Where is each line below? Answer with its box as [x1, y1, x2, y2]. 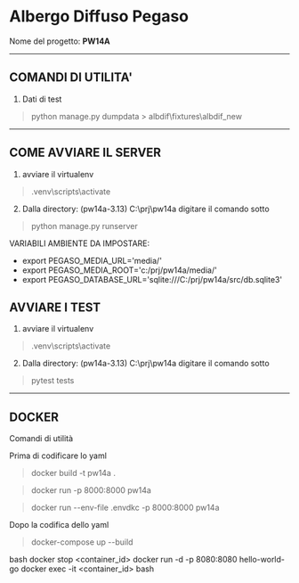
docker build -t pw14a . [30, 468, 116, 479]
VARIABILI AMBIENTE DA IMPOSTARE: [9, 238, 150, 249]
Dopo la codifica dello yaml [9, 520, 109, 530]
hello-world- [238, 554, 286, 565]
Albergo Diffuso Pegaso [9, 6, 190, 27]
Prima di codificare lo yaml [9, 450, 107, 461]
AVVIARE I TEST [9, 300, 101, 315]
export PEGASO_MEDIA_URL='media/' [21, 255, 163, 266]
